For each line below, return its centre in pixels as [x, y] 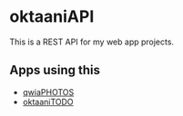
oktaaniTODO [48, 101]
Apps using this [55, 70]
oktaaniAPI [52, 17]
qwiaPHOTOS [48, 92]
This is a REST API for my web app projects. [92, 42]
